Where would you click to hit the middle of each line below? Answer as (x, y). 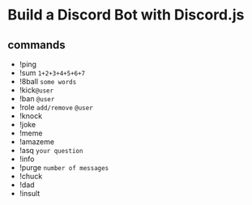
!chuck (31, 176)
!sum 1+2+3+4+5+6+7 (52, 73)
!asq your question (51, 150)
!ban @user (37, 98)
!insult (30, 193)
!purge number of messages (64, 167)
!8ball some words (48, 81)
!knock (30, 116)
